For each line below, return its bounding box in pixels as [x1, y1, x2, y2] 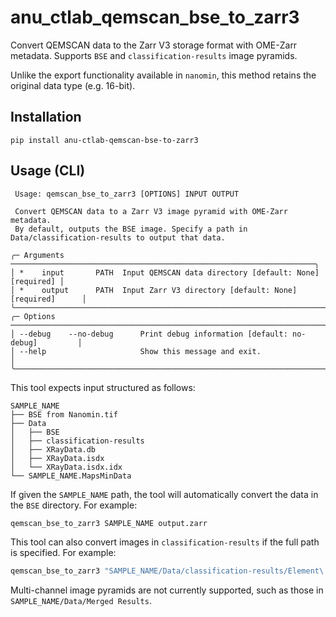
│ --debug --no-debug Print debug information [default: [10, 329, 288, 339]
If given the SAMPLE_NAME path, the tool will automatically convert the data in [10, 488, 319, 500]
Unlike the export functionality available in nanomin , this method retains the [10, 69, 317, 81]
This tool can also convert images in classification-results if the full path [10, 536, 320, 548]
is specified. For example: [10, 547, 117, 559]
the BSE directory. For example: [10, 499, 138, 511]
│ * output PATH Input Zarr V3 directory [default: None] [10, 285, 298, 295]
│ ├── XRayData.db [10, 444, 97, 455]
